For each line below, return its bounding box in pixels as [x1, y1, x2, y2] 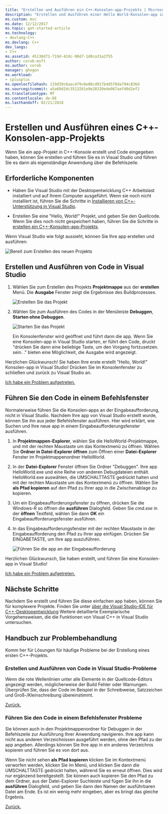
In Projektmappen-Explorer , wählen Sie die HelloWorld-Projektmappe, [12, 438, 158, 444]
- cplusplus [5, 77, 30, 82]
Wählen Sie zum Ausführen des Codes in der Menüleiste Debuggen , [12, 308, 153, 314]
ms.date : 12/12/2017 [5, 21, 48, 26]
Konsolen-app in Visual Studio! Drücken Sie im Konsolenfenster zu [5, 364, 142, 370]
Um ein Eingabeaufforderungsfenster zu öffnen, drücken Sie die [12, 499, 144, 505]
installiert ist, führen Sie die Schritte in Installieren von [12, 198, 123, 204]
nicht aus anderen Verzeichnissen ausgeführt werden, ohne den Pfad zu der [5, 736, 162, 742]
